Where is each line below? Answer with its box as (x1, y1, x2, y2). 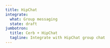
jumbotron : (5, 26, 28, 31)
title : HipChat (5, 7, 38, 12)
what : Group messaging (10, 16, 58, 21)
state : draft (10, 21, 38, 26)
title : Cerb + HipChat (10, 30, 58, 35)
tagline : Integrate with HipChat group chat (10, 35, 105, 40)
